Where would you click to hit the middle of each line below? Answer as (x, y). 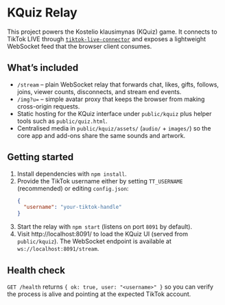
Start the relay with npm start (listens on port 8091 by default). (105, 227)
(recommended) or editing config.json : (73, 188)
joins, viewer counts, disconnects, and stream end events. (99, 91)
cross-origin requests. (48, 106)
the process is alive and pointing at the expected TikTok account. (99, 294)
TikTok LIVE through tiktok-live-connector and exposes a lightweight (107, 38)
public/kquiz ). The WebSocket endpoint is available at (94, 241)
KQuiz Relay (42, 13)
